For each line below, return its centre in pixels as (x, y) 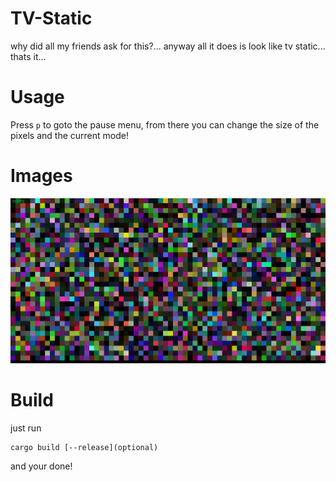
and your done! (41, 466)
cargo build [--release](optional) (84, 448)
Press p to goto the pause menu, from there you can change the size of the (165, 124)
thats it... (28, 56)
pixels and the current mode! (69, 135)
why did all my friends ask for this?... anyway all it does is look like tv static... (168, 46)
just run (26, 428)
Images (41, 176)
